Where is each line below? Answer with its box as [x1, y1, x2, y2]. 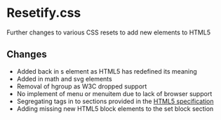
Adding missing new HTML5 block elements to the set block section [16, 104, 214, 113]
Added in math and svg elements [16, 74, 113, 83]
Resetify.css [6, 5, 81, 21]
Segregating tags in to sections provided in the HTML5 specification [16, 97, 215, 105]
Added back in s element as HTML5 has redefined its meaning [16, 67, 197, 75]
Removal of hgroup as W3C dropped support [16, 82, 147, 91]
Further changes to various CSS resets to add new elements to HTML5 [6, 28, 211, 36]
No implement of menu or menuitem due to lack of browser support [16, 89, 213, 98]
